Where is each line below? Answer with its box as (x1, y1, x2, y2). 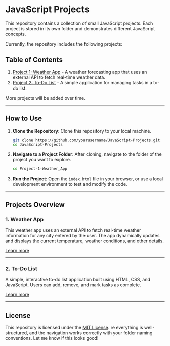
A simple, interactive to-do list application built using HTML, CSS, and (5, 277, 151, 283)
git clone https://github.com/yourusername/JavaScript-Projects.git (12, 138, 160, 143)
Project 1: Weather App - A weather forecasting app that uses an (12, 69, 147, 75)
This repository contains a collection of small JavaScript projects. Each (5, 20, 153, 26)
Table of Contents (5, 56, 63, 64)
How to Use (5, 114, 42, 123)
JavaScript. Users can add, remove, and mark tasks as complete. (5, 282, 141, 288)
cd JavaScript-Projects (12, 142, 63, 147)
